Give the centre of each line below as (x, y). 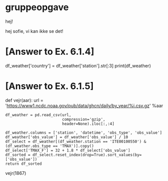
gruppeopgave (37, 7)
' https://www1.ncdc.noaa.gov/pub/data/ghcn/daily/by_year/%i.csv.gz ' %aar (84, 105)
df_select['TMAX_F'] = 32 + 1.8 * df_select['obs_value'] (68, 150)
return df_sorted (24, 164)
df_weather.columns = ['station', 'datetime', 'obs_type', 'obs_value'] (84, 133)
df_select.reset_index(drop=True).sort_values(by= (87, 155)
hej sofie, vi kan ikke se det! (34, 31)
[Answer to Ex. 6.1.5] (49, 86)
